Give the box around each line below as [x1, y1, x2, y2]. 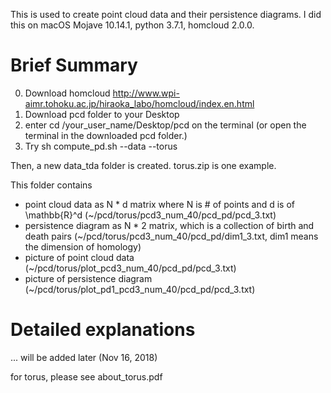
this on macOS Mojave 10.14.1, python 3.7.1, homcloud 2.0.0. [10, 19, 255, 31]
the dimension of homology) [24, 240, 142, 253]
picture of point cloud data [24, 251, 135, 263]
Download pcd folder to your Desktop [24, 108, 180, 120]
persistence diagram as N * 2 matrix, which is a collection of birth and [24, 219, 315, 231]
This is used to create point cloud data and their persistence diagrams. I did [10, 9, 322, 20]
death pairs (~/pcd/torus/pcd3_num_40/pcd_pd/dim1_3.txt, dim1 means [24, 230, 319, 242]
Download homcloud [24, 87, 111, 99]
